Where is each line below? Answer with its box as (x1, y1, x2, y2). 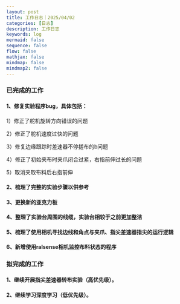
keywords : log (6, 31, 42, 38)
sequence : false (6, 43, 47, 49)
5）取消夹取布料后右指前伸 (6, 168, 74, 176)
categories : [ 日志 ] (6, 20, 54, 26)
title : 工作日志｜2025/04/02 (6, 15, 76, 21)
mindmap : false (6, 59, 45, 65)
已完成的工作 (6, 86, 44, 94)
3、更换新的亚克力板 (6, 198, 58, 206)
